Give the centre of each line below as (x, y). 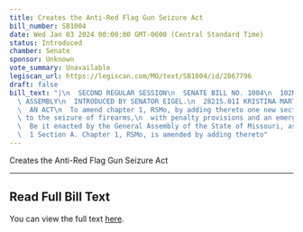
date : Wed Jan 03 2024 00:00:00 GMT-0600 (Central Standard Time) (137, 34)
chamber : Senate (40, 51)
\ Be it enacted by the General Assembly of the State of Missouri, (151, 127)
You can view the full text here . (67, 219)
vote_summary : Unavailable (60, 68)
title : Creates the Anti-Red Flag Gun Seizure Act (106, 18)
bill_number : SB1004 (48, 26)
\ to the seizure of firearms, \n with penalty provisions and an (145, 118)
